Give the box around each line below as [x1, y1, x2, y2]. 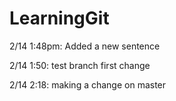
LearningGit [9, 7, 110, 30]
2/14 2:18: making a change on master [9, 78, 167, 91]
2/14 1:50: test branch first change [9, 59, 151, 71]
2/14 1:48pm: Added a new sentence [9, 40, 161, 52]
